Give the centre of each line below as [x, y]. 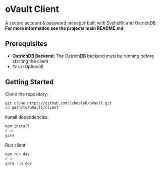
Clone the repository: [27, 94]
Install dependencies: [27, 117]
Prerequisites [26, 44]
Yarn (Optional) [28, 66]
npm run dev [17, 154]
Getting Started [29, 82]
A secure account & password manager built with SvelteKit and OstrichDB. [81, 23]
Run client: [16, 145]
